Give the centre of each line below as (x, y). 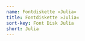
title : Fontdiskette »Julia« (43, 17)
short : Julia (23, 29)
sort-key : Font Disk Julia (40, 23)
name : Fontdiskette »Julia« (42, 12)
